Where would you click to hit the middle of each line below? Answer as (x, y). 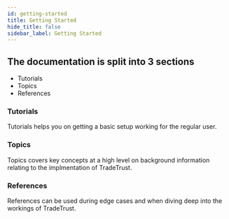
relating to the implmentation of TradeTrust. (70, 167)
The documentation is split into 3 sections (101, 61)
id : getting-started (37, 14)
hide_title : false (34, 27)
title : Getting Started (42, 20)
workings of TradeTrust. (42, 208)
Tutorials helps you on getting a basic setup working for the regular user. (112, 127)
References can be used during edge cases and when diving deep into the (115, 201)
